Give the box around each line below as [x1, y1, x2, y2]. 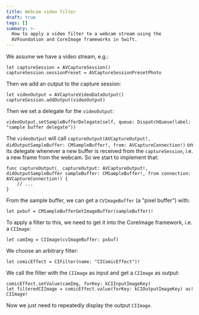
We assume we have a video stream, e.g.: [6, 53, 109, 60]
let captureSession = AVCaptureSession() [6, 65, 111, 71]
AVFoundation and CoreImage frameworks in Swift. [11, 36, 137, 42]
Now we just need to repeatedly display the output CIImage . [6, 302, 152, 308]
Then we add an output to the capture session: [6, 80, 121, 87]
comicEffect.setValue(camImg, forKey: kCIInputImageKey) [6, 281, 151, 287]
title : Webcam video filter [6, 8, 76, 15]
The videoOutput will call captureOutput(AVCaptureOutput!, [6, 135, 151, 142]
